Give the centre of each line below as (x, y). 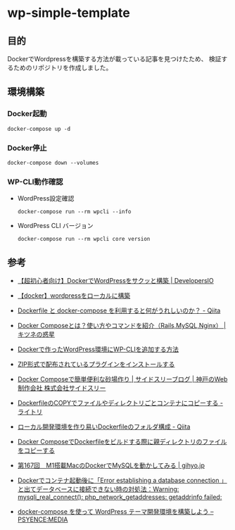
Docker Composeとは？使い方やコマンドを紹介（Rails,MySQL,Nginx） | (122, 326)
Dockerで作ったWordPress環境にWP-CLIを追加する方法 (98, 349)
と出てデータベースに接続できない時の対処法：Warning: (98, 489)
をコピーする (36, 450)
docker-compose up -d (39, 129)
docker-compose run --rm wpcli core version (84, 239)
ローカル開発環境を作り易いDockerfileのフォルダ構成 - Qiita (104, 427)
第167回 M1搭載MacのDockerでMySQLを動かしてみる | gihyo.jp (111, 465)
